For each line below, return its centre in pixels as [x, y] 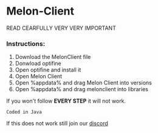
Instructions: [26, 44]
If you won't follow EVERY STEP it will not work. [66, 101]
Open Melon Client [39, 77]
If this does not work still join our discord [57, 123]
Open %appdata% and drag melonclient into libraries [82, 89]
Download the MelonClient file [53, 57]
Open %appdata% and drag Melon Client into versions [83, 83]
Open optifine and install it [48, 70]
